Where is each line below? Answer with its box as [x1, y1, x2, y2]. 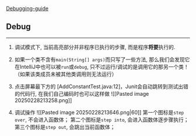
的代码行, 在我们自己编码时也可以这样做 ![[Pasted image [14, 90, 149, 97]
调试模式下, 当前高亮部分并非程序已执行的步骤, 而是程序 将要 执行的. [14, 43, 176, 50]
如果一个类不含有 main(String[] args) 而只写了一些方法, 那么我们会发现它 [14, 55, 190, 63]
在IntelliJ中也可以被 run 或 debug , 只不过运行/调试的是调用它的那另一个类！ [14, 63, 189, 70]
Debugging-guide [6, 5, 48, 12]
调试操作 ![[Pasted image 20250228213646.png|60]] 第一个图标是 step [14, 109, 184, 116]
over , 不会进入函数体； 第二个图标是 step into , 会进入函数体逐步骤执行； [14, 116, 189, 123]
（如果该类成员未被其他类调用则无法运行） [14, 70, 117, 78]
